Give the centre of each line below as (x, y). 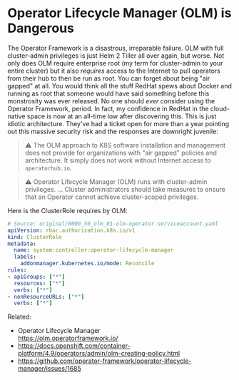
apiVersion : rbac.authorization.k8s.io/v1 (71, 230)
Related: (20, 317)
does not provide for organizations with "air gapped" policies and (121, 153)
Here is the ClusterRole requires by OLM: (67, 210)
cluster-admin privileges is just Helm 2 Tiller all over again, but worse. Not (116, 56)
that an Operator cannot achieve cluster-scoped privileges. (112, 197)
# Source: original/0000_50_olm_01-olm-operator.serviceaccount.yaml (113, 224)
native (16, 116)
